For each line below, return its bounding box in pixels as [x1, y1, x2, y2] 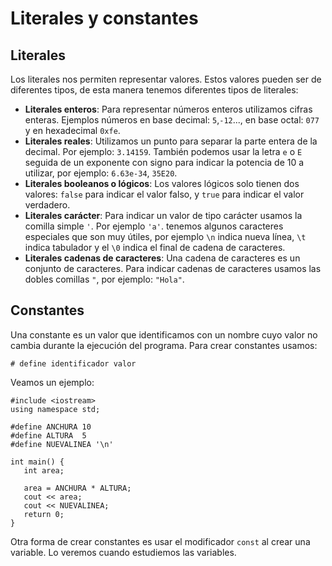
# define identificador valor [10, 358, 137, 369]
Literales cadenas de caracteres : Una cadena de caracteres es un [24, 252, 301, 264]
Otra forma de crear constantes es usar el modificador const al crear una [10, 535, 311, 547]
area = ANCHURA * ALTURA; [23, 483, 132, 493]
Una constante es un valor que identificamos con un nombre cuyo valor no [10, 328, 318, 341]
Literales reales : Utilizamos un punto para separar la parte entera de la [24, 135, 318, 147]
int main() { [10, 457, 65, 467]
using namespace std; [10, 404, 101, 414]
